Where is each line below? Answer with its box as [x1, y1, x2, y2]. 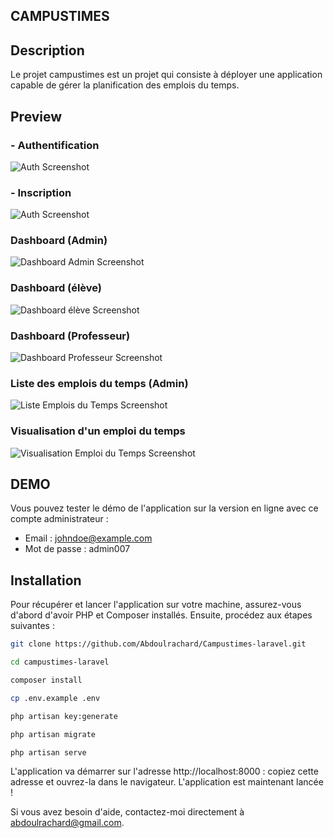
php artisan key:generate [10, 711, 118, 721]
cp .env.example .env [10, 693, 101, 703]
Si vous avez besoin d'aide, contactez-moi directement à [10, 806, 245, 818]
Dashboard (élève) [10, 281, 103, 295]
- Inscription [10, 185, 72, 199]
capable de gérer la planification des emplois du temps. [10, 79, 240, 91]
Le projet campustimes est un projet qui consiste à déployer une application [10, 69, 323, 81]
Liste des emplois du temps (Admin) [10, 377, 189, 390]
